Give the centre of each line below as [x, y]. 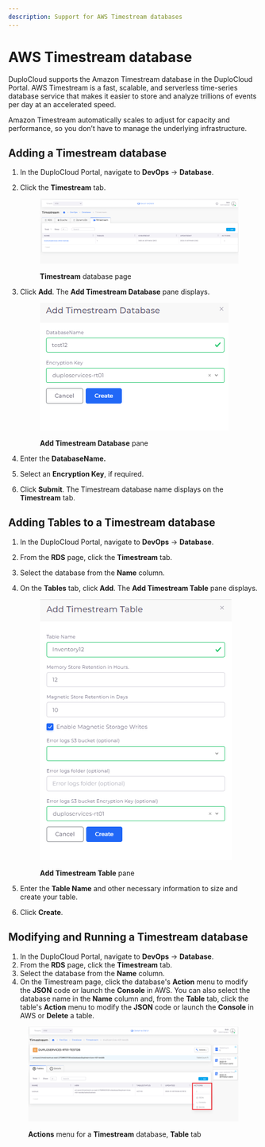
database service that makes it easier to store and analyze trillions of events [132, 96]
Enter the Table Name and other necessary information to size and [129, 888]
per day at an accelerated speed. [62, 104]
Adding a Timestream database [88, 153]
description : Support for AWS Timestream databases [95, 17]
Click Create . [41, 912]
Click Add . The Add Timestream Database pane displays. [115, 292]
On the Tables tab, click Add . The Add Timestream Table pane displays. [138, 588]
